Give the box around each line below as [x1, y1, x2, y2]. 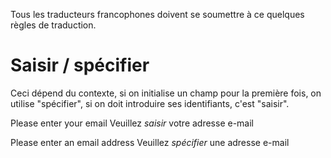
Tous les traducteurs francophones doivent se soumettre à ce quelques [10, 9, 305, 20]
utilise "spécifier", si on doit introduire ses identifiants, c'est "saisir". [10, 97, 290, 109]
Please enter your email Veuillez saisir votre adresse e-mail [10, 117, 255, 129]
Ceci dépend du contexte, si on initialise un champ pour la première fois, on [10, 87, 322, 99]
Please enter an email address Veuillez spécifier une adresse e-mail [10, 136, 290, 148]
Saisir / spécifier [10, 54, 150, 77]
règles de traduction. [10, 19, 97, 31]
